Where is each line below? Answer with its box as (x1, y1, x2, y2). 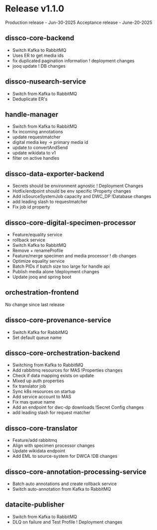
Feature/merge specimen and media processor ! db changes (12, 253, 137, 259)
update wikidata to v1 (12, 150, 56, 156)
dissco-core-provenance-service (5, 316, 111, 324)
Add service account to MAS (12, 394, 72, 400)
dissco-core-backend (5, 34, 75, 42)
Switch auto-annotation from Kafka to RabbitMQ (12, 486, 111, 492)
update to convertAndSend (12, 145, 68, 151)
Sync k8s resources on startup (12, 389, 76, 395)
